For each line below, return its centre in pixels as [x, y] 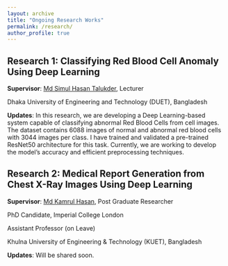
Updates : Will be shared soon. [51, 255]
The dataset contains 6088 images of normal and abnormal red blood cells [114, 130]
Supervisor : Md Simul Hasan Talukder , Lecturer [75, 89]
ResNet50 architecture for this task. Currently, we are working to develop [112, 145]
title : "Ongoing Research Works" [56, 20]
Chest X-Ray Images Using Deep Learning [100, 185]
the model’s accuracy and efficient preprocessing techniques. [96, 152]
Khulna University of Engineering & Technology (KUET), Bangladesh [105, 241]
